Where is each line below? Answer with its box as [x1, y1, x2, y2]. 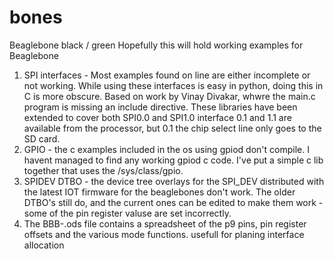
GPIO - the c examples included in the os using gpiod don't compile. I [23, 143, 310, 155]
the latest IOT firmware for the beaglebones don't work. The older [23, 186, 296, 198]
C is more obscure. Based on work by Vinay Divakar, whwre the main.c [23, 90, 316, 102]
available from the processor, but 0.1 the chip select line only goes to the [23, 122, 322, 134]
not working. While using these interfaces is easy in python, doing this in [23, 79, 324, 91]
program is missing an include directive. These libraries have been [23, 101, 298, 113]
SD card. [23, 132, 61, 145]
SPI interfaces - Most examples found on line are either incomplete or [23, 69, 311, 81]
